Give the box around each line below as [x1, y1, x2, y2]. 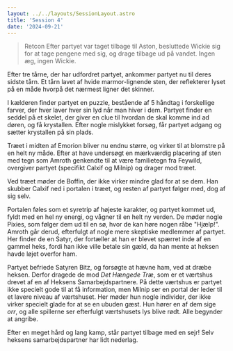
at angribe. [7, 315, 38, 323]
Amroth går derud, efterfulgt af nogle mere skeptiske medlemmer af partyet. [7, 227, 226, 236]
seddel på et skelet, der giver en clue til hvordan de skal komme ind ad [7, 113, 210, 122]
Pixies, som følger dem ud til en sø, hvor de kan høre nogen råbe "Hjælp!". [7, 220, 220, 229]
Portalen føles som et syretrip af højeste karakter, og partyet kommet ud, [7, 206, 216, 214]
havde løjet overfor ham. [7, 250, 78, 258]
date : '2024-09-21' [7, 23, 64, 30]
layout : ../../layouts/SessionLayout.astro [7, 10, 136, 17]
